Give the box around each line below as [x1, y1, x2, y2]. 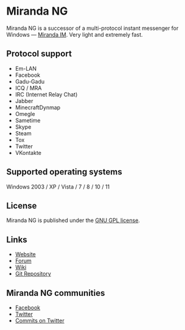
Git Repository [15, 270, 52, 278]
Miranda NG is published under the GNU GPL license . [6, 217, 140, 224]
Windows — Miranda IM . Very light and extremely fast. [6, 30, 143, 38]
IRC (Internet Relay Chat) [15, 90, 78, 98]
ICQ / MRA [15, 84, 42, 91]
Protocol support [6, 49, 72, 59]
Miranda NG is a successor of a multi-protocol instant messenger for [6, 24, 179, 32]
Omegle [15, 110, 35, 117]
